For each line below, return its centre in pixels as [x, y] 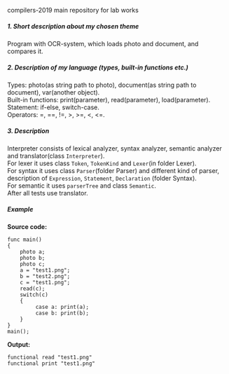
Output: [19, 344]
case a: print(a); [62, 307]
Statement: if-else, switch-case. [54, 107]
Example [20, 209]
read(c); [33, 289]
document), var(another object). [54, 92]
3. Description [28, 131]
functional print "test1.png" [51, 363]
